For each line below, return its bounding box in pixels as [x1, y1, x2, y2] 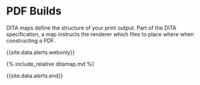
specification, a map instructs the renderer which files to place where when [6, 30, 195, 37]
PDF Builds [6, 4, 62, 18]
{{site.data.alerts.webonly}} [6, 48, 75, 55]
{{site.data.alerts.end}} [6, 72, 63, 79]
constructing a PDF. [6, 37, 56, 44]
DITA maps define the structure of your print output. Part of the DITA [6, 24, 176, 31]
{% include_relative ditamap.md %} [6, 60, 95, 68]
